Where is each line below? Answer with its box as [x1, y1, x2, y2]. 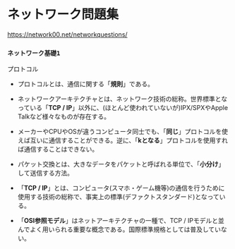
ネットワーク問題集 [7, 6, 119, 23]
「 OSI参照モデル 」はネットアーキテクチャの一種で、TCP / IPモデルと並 [17, 217, 224, 225]
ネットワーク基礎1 [7, 49, 61, 57]
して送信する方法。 [17, 169, 74, 177]
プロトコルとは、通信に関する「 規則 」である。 [17, 80, 154, 88]
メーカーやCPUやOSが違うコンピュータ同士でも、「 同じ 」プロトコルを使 [17, 128, 228, 136]
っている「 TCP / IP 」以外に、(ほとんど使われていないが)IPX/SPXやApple [17, 104, 228, 112]
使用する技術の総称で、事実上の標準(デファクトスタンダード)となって [17, 193, 220, 201]
